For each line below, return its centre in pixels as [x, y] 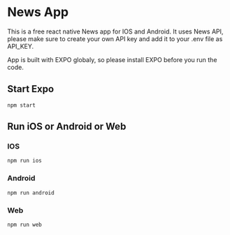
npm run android [31, 192]
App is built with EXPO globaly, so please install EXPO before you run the [112, 59]
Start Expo [31, 89]
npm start [22, 105]
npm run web [24, 225]
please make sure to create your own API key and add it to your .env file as [115, 38]
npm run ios [24, 161]
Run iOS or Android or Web [67, 127]
